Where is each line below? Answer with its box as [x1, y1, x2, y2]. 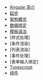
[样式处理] [9, 34, 30, 40]
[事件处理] [9, 53, 30, 58]
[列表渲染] [9, 47, 30, 52]
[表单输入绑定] [9, 59, 39, 64]
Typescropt [9, 64, 33, 70]
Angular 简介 [9, 4, 35, 10]
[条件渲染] [9, 41, 30, 46]
